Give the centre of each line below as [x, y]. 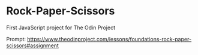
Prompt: [16, 39]
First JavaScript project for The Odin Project [61, 27]
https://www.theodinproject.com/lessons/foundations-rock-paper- [109, 39]
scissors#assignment [32, 45]
